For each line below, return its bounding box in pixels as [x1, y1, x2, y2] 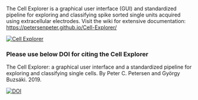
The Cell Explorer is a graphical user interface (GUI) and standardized [6, 5, 177, 12]
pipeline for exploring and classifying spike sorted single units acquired [6, 11, 181, 18]
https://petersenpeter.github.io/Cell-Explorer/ [6, 24, 117, 31]
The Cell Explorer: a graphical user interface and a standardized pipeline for [6, 63, 192, 70]
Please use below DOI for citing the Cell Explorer [6, 50, 149, 58]
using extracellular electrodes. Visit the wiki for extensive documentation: [6, 18, 186, 24]
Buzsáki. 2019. [6, 76, 42, 83]
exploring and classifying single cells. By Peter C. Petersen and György [6, 70, 180, 77]
